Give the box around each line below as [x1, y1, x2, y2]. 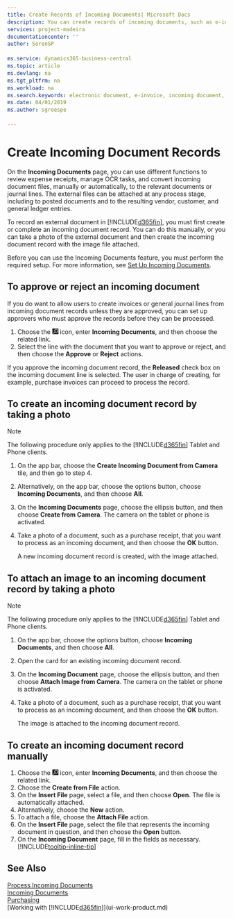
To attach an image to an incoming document [7, 572, 207, 584]
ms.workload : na [7, 84, 54, 92]
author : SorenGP [7, 40, 54, 48]
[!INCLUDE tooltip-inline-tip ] [17, 842, 96, 851]
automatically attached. [17, 799, 85, 807]
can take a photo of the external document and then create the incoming [7, 233, 215, 241]
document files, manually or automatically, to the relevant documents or [7, 182, 212, 190]
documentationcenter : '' [7, 33, 79, 40]
